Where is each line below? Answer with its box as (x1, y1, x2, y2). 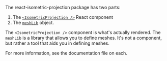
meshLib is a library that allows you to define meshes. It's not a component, (5, 35, 162, 41)
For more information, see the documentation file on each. (5, 50, 127, 56)
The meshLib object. (12, 20, 54, 25)
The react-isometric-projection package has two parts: (5, 5, 121, 10)
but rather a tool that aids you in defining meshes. (5, 40, 109, 46)
